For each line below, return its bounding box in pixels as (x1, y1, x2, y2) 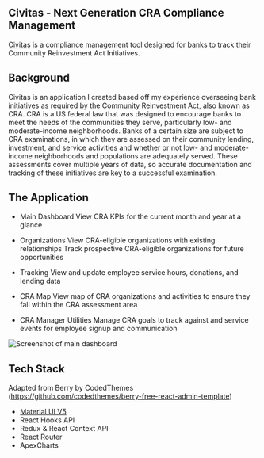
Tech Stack (8, 362, 65, 376)
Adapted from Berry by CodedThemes (8, 384, 134, 393)
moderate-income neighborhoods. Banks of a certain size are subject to (8, 126, 244, 135)
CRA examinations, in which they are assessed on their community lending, (8, 134, 254, 143)
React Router (19, 432, 63, 442)
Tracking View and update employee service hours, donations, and (19, 268, 239, 277)
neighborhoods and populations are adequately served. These (34, 151, 238, 161)
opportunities (19, 253, 64, 262)
